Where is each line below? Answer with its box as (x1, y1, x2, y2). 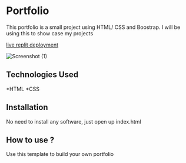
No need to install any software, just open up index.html (6, 118, 141, 125)
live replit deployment (6, 41, 59, 48)
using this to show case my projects (6, 29, 94, 36)
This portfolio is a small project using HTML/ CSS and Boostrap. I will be (6, 24, 181, 31)
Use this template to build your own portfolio (6, 151, 114, 158)
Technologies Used (6, 69, 78, 80)
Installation (6, 102, 48, 112)
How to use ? (6, 135, 55, 145)
